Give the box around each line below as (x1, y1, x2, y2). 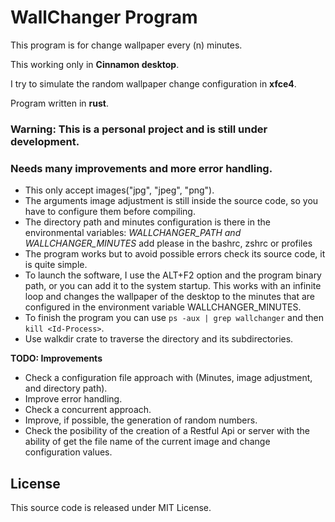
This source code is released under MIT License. (10, 501, 212, 513)
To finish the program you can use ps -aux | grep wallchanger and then (24, 312, 324, 324)
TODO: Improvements (10, 352, 103, 365)
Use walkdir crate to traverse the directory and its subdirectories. (24, 333, 294, 345)
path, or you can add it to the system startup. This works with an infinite (24, 280, 322, 292)
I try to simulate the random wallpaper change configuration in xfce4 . (10, 77, 297, 90)
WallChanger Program (10, 6, 198, 29)
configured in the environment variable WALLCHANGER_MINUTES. (24, 301, 302, 313)
